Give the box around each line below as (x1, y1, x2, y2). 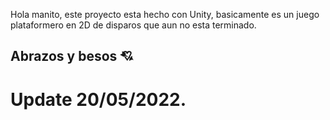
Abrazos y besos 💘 (10, 48, 134, 65)
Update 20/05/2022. (10, 88, 187, 111)
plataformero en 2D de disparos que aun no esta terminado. (10, 19, 257, 31)
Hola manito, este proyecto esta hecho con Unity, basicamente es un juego (10, 9, 320, 20)
